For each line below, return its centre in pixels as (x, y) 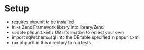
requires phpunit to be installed (43, 22)
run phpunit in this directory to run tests (51, 42)
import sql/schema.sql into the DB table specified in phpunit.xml (75, 37)
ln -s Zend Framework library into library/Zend (57, 27)
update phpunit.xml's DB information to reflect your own (68, 32)
